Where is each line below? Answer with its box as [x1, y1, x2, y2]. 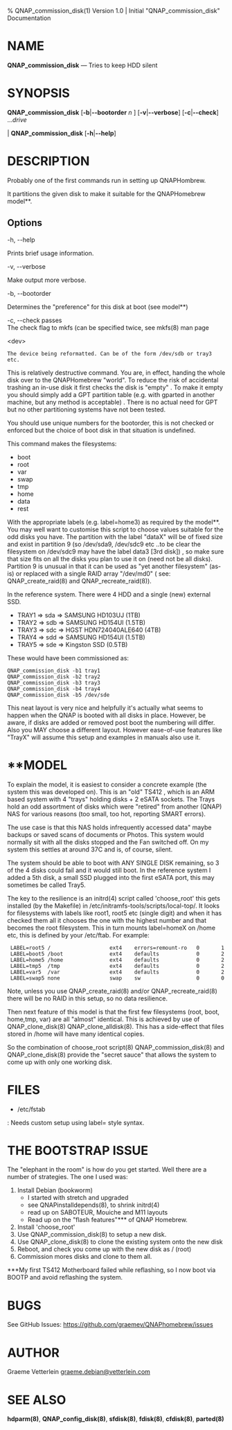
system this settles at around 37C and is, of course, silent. [7, 845, 173, 854]
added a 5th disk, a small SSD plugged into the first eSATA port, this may [7, 873, 215, 881]
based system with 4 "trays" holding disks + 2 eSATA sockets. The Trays [7, 795, 215, 803]
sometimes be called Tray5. [7, 881, 87, 889]
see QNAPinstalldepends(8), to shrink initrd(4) [27, 1201, 160, 1209]
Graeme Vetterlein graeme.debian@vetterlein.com [7, 1368, 151, 1376]
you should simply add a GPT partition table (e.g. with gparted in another [7, 390, 215, 398]
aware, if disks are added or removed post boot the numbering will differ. [7, 718, 215, 727]
